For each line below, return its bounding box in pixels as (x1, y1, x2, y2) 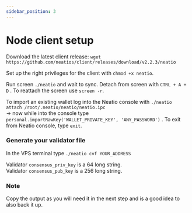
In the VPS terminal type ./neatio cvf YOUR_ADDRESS (6, 149, 131, 156)
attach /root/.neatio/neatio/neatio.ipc (6, 104, 106, 110)
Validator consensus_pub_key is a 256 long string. (6, 167, 123, 174)
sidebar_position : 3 (6, 8, 57, 15)
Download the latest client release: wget (6, 53, 101, 60)
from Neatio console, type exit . (6, 122, 82, 129)
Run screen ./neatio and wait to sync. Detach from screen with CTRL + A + (6, 81, 187, 88)
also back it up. (6, 201, 43, 208)
